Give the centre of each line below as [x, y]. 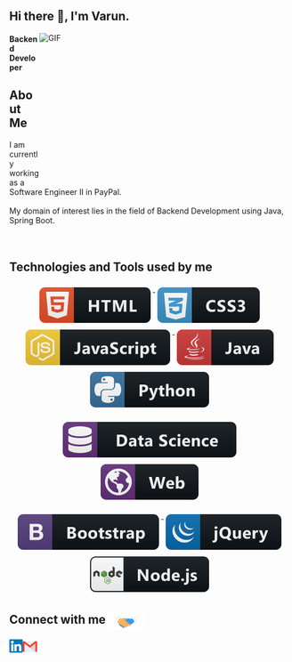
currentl [24, 154]
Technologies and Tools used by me [111, 267]
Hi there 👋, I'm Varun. [69, 16]
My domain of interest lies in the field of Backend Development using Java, [146, 211]
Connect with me [58, 620]
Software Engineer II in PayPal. [65, 191]
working [24, 173]
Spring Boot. [32, 220]
